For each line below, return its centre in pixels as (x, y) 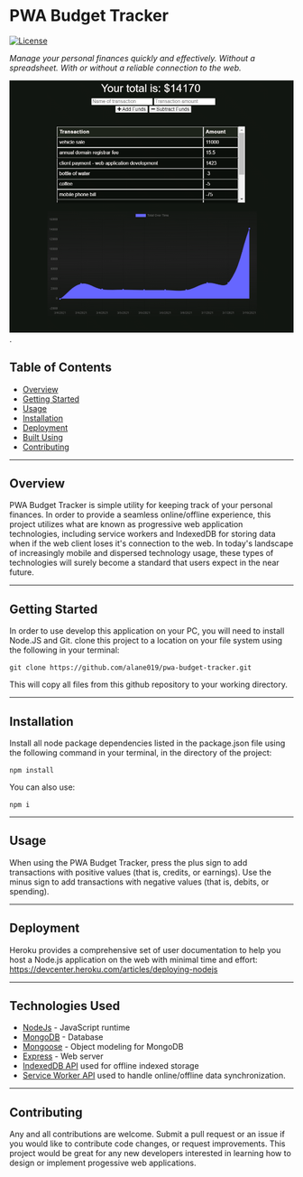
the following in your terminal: (64, 650)
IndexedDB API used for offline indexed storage (111, 1066)
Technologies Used (64, 1006)
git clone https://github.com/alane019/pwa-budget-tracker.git (131, 668)
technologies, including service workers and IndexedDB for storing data (143, 534)
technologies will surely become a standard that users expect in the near (144, 563)
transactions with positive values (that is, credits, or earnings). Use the (141, 872)
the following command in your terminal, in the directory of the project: (141, 752)
